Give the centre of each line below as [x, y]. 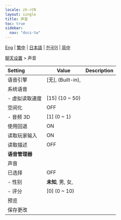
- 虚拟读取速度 [25, 98]
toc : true [15, 24]
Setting [16, 71]
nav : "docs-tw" [25, 33]
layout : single [21, 14]
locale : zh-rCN [21, 10]
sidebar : [14, 28]
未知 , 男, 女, [60, 182]
